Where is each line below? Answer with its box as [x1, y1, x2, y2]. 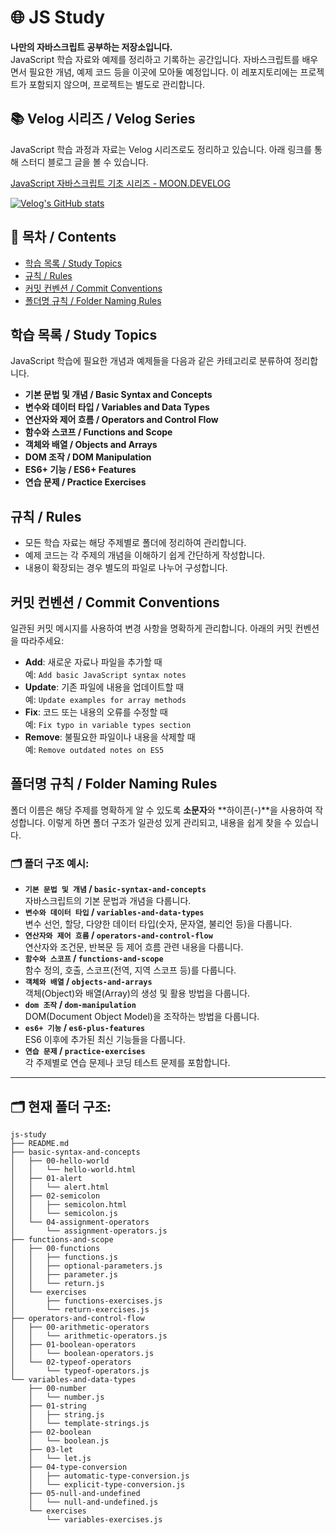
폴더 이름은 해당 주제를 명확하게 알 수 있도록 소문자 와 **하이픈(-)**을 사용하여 [10, 804, 313, 816]
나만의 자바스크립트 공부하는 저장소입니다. [10, 41, 173, 53]
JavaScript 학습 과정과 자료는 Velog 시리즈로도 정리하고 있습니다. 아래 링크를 [10, 143, 313, 155]
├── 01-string [28, 1401, 87, 1411]
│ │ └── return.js [10, 1278, 105, 1288]
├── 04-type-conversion [28, 1462, 128, 1472]
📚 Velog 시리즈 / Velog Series [10, 111, 196, 128]
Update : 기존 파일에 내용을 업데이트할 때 [24, 681, 185, 693]
